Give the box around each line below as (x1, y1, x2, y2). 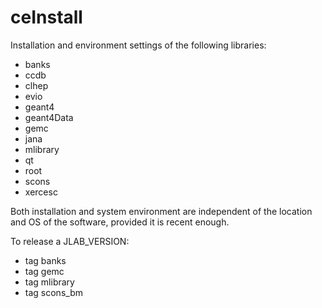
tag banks (24, 254, 67, 266)
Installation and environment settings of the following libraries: (10, 39, 267, 51)
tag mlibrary (24, 276, 75, 288)
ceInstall (10, 6, 83, 29)
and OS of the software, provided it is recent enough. (10, 216, 230, 228)
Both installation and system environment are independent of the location (10, 205, 313, 217)
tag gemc (24, 265, 65, 277)
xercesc (24, 186, 58, 198)
